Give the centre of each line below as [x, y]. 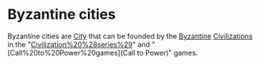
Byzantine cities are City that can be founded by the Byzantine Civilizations [130, 36]
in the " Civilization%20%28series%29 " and [79, 44]
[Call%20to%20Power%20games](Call [71, 52]
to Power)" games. [167, 52]
